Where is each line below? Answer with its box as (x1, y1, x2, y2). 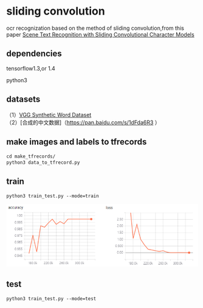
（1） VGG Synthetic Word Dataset (6, 111, 92, 118)
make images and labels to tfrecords (6, 136, 147, 147)
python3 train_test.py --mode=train (6, 193, 99, 199)
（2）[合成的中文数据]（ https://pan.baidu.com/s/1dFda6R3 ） (6, 119, 160, 126)
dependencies (6, 49, 62, 59)
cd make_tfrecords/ (6, 153, 56, 159)
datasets (6, 94, 41, 105)
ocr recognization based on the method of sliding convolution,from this (6, 24, 184, 32)
